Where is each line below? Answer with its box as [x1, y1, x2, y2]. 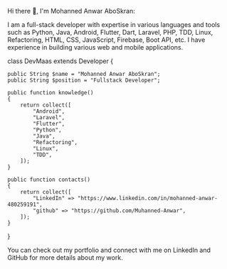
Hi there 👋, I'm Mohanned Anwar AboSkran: [7, 7, 135, 15]
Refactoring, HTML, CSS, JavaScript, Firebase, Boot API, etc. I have [7, 35, 206, 44]
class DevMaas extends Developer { [7, 57, 114, 65]
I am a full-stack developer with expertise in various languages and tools [7, 21, 221, 28]
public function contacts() [7, 176, 91, 183]
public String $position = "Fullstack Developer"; [7, 77, 161, 84]
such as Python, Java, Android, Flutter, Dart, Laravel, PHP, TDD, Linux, [7, 28, 213, 36]
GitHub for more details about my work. [7, 253, 123, 262]
